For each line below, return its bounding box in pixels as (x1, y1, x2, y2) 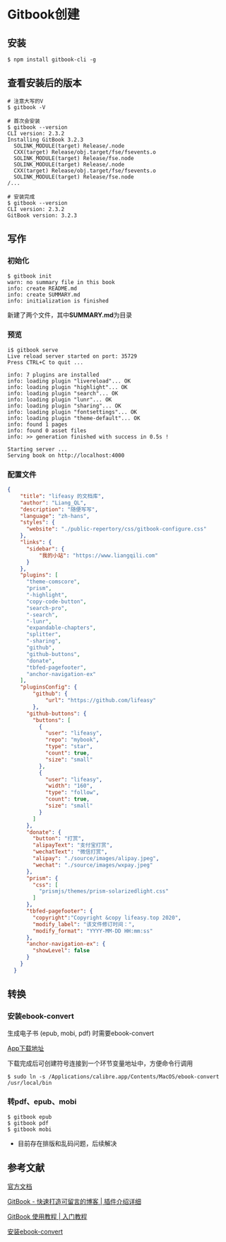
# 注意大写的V (7, 97, 44, 105)
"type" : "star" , (44, 743, 93, 750)
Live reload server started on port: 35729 (7, 352, 138, 360)
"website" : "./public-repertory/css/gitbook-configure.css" (25, 526, 207, 533)
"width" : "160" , (44, 782, 93, 790)
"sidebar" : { (25, 545, 65, 553)
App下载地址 (7, 1044, 44, 1052)
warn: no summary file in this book (7, 278, 115, 286)
